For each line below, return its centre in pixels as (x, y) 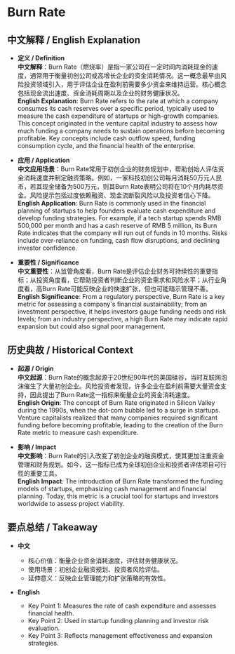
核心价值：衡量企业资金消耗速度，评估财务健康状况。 (105, 560)
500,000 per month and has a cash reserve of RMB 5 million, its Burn (117, 226)
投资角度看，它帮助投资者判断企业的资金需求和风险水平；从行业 (128, 280)
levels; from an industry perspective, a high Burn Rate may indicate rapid (122, 319)
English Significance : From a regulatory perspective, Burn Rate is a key (121, 296)
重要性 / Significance (48, 262)
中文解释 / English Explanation (74, 40)
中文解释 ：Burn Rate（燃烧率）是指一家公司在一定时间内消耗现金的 (115, 67)
